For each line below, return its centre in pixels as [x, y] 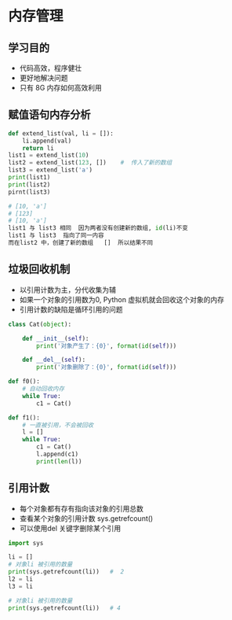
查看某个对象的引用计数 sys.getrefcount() [86, 518]
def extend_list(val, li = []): [61, 133]
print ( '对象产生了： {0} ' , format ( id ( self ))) [107, 346]
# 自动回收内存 [43, 389]
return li [38, 148]
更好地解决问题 [43, 78]
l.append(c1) [58, 454]
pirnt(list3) [29, 192]
